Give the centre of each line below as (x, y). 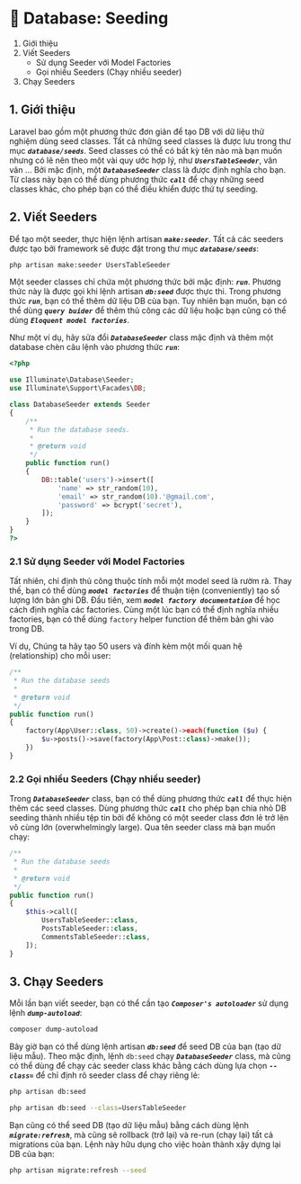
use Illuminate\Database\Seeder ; (72, 380)
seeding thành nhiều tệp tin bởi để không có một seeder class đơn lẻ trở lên (149, 818)
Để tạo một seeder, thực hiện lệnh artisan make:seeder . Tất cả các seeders (146, 238)
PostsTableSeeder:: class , (90, 929)
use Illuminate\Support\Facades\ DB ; (78, 389)
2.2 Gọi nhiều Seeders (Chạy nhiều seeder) (105, 779)
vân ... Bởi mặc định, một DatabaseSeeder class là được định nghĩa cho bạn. (148, 169)
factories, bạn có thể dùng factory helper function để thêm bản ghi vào (142, 619)
